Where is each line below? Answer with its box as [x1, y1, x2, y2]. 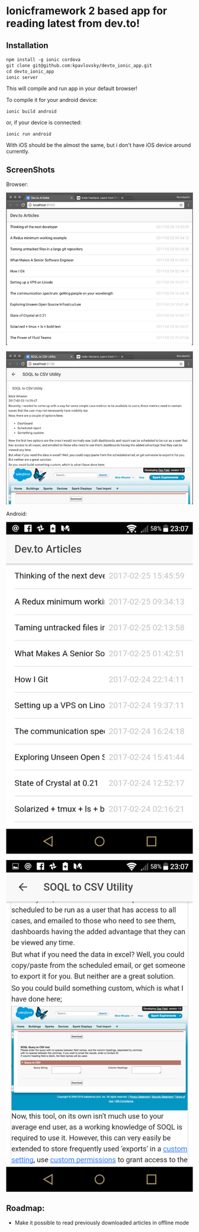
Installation [6, 40, 49, 50]
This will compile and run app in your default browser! [6, 85, 138, 92]
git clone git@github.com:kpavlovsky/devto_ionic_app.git [6, 63, 152, 69]
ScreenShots [6, 165, 55, 175]
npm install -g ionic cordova [6, 57, 81, 63]
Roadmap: [6, 1204, 45, 1214]
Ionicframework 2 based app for [6, 4, 168, 18]
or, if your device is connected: [6, 119, 82, 126]
